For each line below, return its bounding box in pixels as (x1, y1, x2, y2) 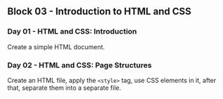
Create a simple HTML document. (7, 42, 106, 51)
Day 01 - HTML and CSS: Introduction (7, 27, 137, 37)
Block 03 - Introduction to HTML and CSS (7, 6, 191, 18)
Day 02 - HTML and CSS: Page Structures (7, 60, 153, 70)
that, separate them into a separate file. (7, 84, 122, 92)
